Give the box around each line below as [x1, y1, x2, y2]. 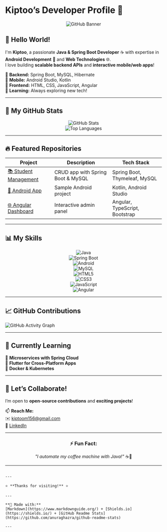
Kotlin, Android [112, 184, 147, 191]
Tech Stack [122, 159, 150, 166]
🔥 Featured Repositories [5, 144, 82, 153]
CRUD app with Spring [54, 168, 107, 175]
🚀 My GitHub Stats [5, 107, 63, 115]
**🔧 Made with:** [5, 502, 41, 507]
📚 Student [7, 168, 33, 175]
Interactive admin [54, 202, 95, 209]
